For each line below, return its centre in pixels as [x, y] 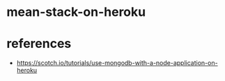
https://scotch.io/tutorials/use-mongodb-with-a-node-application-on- [117, 63]
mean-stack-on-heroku [76, 12]
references [39, 44]
